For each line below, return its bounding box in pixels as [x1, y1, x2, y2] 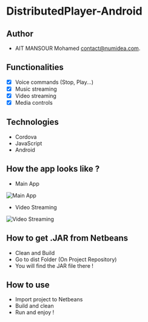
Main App [15, 180, 39, 187]
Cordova [15, 133, 37, 141]
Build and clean [15, 303, 54, 310]
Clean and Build [15, 249, 55, 256]
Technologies [6, 117, 59, 127]
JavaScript [15, 139, 42, 147]
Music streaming [15, 85, 58, 93]
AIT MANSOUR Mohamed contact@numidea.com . [15, 44, 141, 52]
